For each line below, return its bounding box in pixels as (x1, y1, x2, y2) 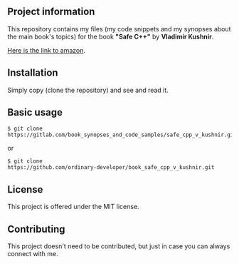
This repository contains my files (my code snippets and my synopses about (7, 24, 231, 33)
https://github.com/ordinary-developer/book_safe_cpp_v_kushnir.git (7, 164, 215, 171)
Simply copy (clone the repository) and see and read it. (7, 86, 169, 94)
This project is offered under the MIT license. (7, 203, 140, 211)
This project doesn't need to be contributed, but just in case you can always (7, 242, 230, 250)
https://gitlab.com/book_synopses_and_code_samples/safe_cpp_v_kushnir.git (7, 131, 237, 138)
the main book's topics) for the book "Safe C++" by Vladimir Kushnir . (7, 32, 214, 41)
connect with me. (7, 250, 58, 258)
